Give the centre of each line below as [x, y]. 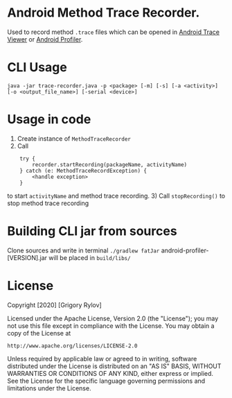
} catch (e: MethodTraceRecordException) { [83, 171]
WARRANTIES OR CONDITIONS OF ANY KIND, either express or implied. [110, 373]
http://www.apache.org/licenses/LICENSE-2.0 [72, 346]
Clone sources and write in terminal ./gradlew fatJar [83, 250]
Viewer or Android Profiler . [45, 39]
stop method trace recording [48, 203]
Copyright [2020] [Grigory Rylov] [54, 305]
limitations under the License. [49, 388]
